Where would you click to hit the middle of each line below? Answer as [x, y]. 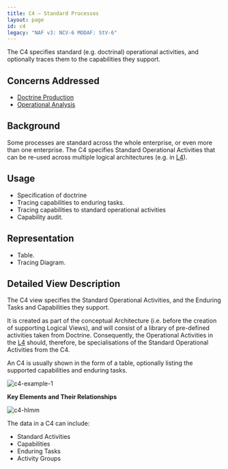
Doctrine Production [45, 97]
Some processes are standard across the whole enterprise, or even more [110, 142]
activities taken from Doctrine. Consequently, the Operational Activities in [110, 335]
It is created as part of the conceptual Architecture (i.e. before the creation [112, 321]
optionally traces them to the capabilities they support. [84, 60]
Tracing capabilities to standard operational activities [91, 210]
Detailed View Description [64, 284]
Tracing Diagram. [41, 262]
